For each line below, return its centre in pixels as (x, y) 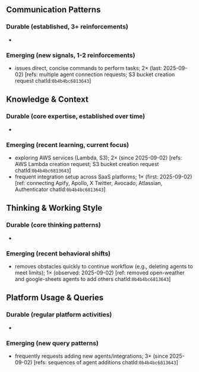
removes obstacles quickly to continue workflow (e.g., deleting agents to (104, 266)
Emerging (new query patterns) (53, 343)
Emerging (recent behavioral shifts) (59, 254)
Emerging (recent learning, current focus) (68, 145)
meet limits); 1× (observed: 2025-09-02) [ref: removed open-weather (100, 273)
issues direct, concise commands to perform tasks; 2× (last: (88, 68)
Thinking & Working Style (54, 208)
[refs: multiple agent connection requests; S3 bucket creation (100, 74)
